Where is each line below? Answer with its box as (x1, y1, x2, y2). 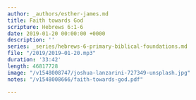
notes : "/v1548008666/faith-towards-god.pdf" (7, 75, 143, 83)
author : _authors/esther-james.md (7, 10, 109, 18)
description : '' (7, 37, 55, 44)
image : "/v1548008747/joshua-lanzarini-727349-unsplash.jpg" (7, 69, 191, 76)
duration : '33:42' (7, 56, 61, 63)
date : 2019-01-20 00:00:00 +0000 (7, 30, 106, 37)
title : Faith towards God (7, 17, 83, 24)
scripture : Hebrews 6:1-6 (7, 23, 83, 30)
